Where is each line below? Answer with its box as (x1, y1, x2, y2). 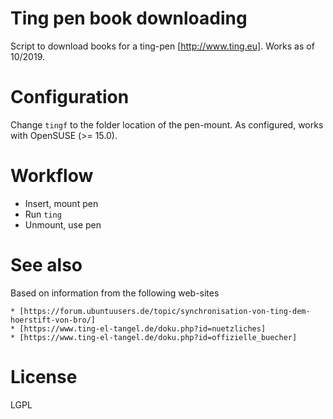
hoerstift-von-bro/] (10, 315, 97, 325)
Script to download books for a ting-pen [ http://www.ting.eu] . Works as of (10, 40, 315, 52)
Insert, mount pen (24, 197, 99, 209)
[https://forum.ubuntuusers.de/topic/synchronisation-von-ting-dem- (19, 306, 311, 316)
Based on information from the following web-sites (10, 287, 220, 299)
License (10, 365, 78, 388)
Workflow (10, 165, 94, 187)
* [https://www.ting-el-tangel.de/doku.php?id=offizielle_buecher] (10, 332, 298, 342)
